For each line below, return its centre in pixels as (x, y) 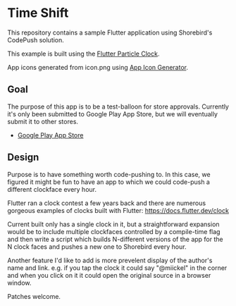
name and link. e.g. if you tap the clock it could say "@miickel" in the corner (117, 268)
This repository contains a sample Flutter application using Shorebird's (110, 32)
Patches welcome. (34, 296)
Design (23, 158)
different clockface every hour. (52, 189)
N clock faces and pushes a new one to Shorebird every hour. (97, 246)
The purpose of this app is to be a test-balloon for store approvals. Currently (118, 106)
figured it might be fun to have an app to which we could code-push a (108, 182)
